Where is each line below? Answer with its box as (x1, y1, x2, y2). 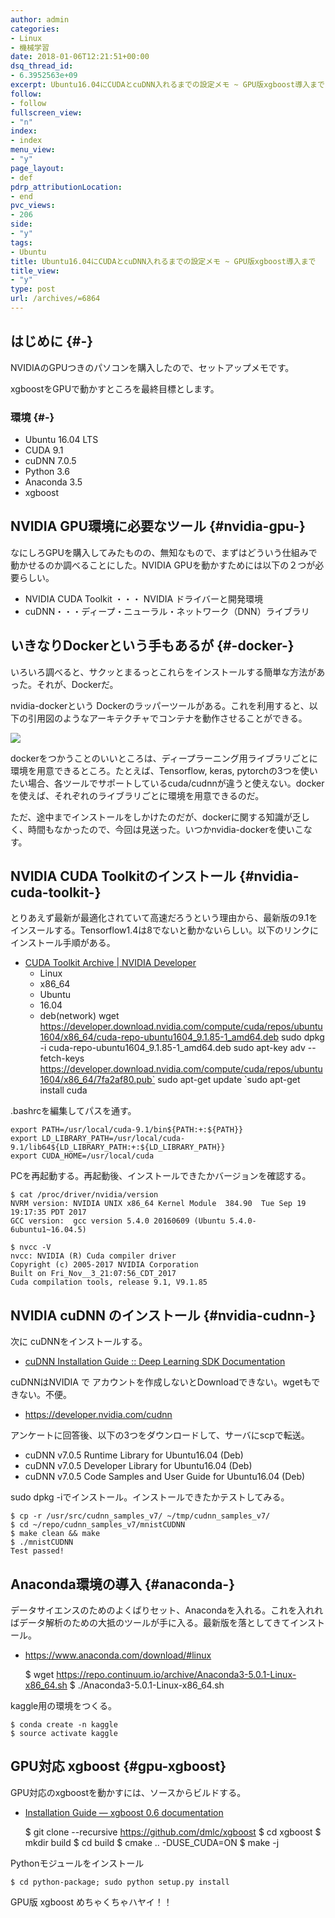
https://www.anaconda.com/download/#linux (24, 1649, 212, 1661)
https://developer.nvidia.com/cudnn (24, 1409, 173, 1421)
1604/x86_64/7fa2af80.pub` (39, 1074, 156, 1086)
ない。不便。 (18, 1389, 72, 1401)
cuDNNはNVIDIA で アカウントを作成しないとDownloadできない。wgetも (10, 1376, 312, 1388)
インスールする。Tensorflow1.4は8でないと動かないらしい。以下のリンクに (10, 924, 319, 936)
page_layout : (10, 163, 65, 173)
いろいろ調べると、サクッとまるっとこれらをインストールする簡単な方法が (10, 666, 317, 678)
